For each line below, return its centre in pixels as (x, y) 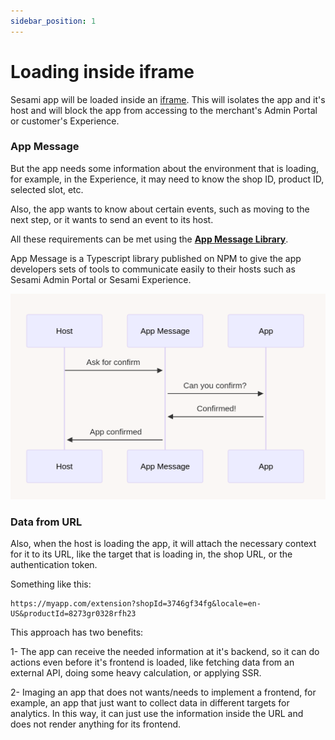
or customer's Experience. (65, 121)
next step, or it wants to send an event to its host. (112, 219)
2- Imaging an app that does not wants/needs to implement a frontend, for (163, 692)
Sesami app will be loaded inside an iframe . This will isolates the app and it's (168, 99)
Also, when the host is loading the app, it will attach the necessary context (163, 544)
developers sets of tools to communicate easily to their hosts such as (153, 269)
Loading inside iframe (102, 71)
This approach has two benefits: (77, 632)
